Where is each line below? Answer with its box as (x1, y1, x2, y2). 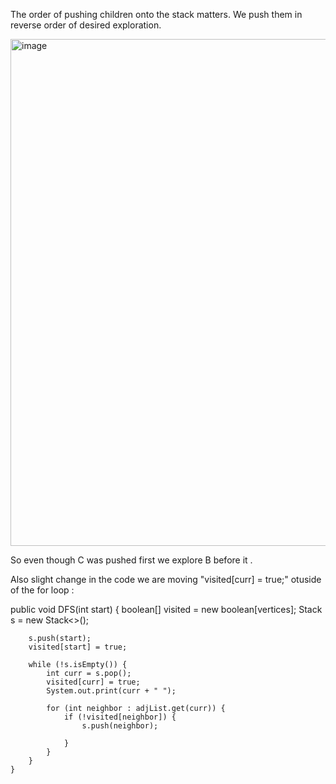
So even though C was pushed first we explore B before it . (10, 554, 253, 566)
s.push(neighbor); (81, 721, 159, 731)
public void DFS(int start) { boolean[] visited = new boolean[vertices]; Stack (10, 604, 323, 615)
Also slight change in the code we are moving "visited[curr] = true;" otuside (10, 574, 322, 585)
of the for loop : (10, 584, 75, 596)
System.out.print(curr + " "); (46, 686, 177, 696)
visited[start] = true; (28, 642, 128, 652)
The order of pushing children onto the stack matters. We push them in (10, 9, 303, 20)
